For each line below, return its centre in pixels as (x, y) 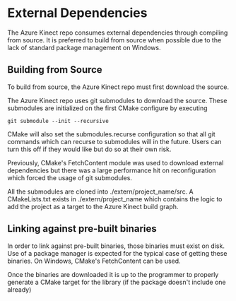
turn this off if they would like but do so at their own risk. (89, 149)
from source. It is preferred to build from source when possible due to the (114, 40)
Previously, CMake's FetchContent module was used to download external (116, 163)
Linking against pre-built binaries (82, 229)
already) (19, 289)
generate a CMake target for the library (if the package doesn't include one (117, 282)
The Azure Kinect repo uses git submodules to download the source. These (117, 100)
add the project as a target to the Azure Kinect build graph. (93, 206)
